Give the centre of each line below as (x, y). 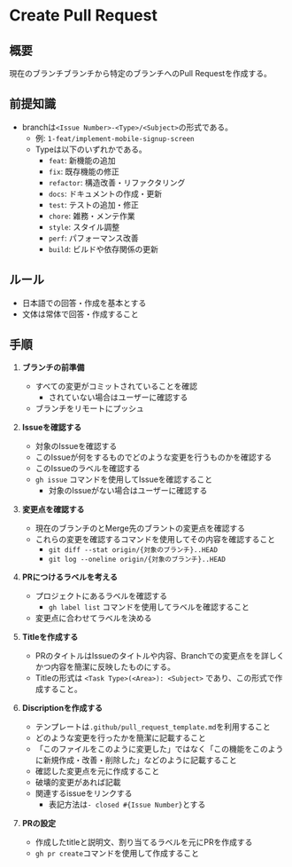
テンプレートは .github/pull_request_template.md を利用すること (153, 727)
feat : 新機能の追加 (82, 160)
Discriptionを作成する (62, 708)
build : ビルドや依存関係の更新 (104, 248)
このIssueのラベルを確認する (88, 469)
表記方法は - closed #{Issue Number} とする (127, 805)
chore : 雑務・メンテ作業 (92, 216)
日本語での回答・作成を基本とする (84, 303)
